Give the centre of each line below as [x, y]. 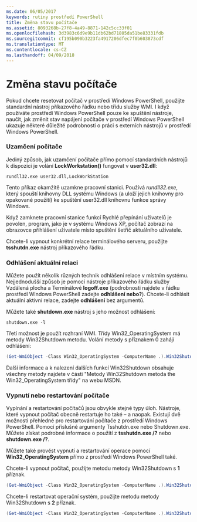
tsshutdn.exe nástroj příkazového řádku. [56, 248]
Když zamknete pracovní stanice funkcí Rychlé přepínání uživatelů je [89, 217]
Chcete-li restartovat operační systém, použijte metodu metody [83, 497]
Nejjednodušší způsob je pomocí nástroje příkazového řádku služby [88, 282]
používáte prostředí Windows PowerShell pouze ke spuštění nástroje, [90, 113]
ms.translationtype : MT [35, 45]
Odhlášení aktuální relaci [42, 263]
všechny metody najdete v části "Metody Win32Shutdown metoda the [91, 374]
